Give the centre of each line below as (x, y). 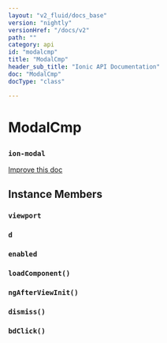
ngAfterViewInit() (43, 293)
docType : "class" (37, 81)
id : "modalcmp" (33, 52)
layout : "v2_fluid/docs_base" (58, 15)
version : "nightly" (40, 23)
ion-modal (27, 153)
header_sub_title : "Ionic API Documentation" (84, 67)
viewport (25, 216)
